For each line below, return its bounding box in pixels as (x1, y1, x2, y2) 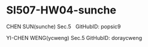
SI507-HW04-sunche (6, 4, 117, 17)
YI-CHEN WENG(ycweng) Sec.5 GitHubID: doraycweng (6, 34, 143, 41)
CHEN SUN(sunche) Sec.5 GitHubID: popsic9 (6, 23, 121, 30)
